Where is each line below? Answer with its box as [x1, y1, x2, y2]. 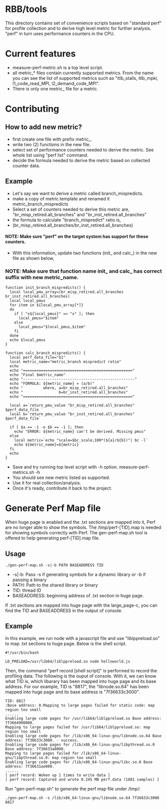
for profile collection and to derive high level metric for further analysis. [5, 25, 152, 31]
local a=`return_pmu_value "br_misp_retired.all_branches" [9, 403, 135, 408]
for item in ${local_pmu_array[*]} [9, 303, 84, 308]
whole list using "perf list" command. [12, 152, 89, 158]
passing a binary [12, 577, 47, 583]
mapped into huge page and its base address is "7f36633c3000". [5, 689, 140, 695]
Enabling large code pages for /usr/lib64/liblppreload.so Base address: [5, 716, 162, 721]
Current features [5, 48, 76, 59]
